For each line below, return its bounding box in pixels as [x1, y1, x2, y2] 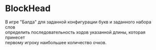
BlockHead [5, 3, 51, 14]
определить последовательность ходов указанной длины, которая [5, 29, 146, 35]
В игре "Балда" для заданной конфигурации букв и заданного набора [5, 19, 152, 25]
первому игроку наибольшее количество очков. [5, 39, 107, 45]
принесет [5, 34, 26, 40]
